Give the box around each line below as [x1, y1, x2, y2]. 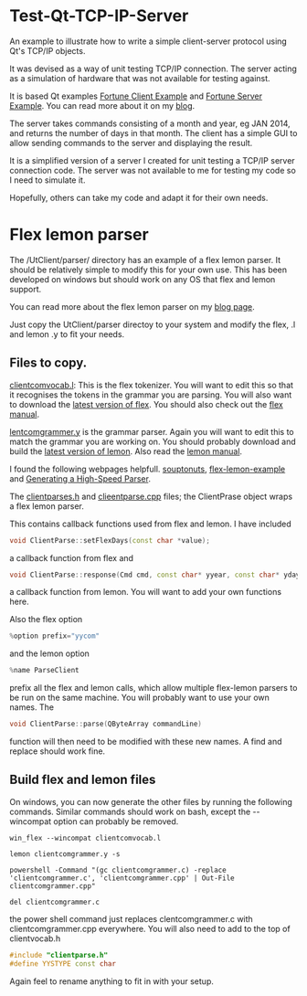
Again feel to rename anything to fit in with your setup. [9, 975, 215, 987]
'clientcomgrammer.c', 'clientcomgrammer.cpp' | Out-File [9, 874, 235, 883]
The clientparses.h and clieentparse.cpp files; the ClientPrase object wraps [9, 491, 293, 502]
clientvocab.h [9, 933, 61, 944]
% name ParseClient [9, 666, 79, 675]
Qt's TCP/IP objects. [9, 45, 86, 56]
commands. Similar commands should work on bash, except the [9, 806, 251, 817]
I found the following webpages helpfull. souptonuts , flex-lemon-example [9, 463, 286, 474]
